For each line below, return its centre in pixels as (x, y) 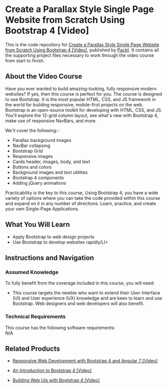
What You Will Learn (38, 225)
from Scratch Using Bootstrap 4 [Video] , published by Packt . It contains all (82, 50)
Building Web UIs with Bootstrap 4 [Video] (56, 380)
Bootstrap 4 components (38, 178)
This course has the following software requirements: (60, 328)
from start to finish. (25, 60)
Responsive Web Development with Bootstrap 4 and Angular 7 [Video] (85, 361)
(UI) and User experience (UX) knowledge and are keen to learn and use (87, 298)
